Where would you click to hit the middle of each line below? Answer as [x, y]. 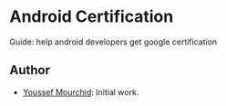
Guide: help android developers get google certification [113, 42]
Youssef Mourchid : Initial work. [81, 92]
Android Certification [92, 17]
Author [30, 70]
